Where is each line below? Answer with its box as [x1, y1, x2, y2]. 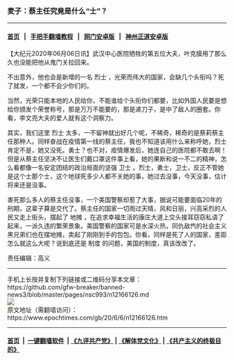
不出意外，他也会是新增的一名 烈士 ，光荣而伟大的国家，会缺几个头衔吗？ [7, 72, 218, 81]
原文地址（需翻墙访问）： [7, 305, 78, 314]
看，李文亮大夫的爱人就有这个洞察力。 [7, 114, 117, 122]
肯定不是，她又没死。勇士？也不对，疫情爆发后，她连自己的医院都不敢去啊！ [7, 146, 227, 154]
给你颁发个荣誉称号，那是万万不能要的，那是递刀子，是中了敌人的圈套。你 [7, 104, 221, 113]
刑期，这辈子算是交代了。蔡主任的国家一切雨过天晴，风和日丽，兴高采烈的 [7, 204, 221, 212]
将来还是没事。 [7, 180, 50, 189]
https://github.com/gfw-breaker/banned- [7, 283, 125, 291]
